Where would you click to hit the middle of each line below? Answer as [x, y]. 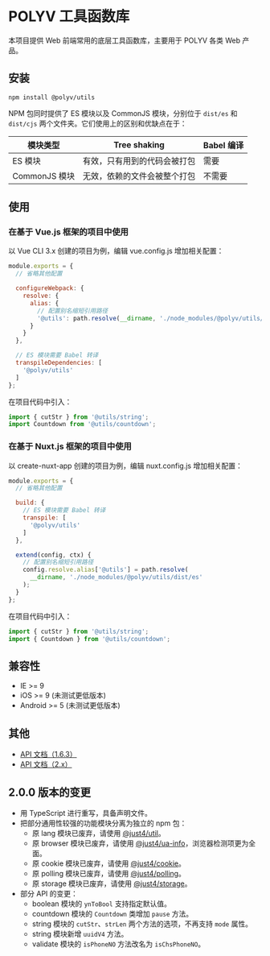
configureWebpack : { [50, 288]
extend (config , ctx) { [53, 555]
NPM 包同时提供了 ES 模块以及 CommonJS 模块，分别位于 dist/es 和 [123, 113]
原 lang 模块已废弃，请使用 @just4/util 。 [99, 833]
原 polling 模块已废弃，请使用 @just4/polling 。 [109, 873]
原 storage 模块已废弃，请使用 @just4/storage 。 [112, 884]
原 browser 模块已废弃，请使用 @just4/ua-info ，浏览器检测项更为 [140, 843]
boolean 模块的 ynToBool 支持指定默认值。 [101, 904]
